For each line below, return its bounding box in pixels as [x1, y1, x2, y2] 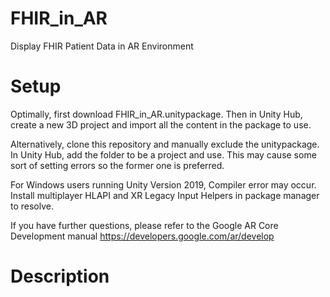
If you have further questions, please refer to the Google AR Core [10, 219, 279, 231]
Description [10, 265, 110, 288]
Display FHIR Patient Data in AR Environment [10, 40, 194, 52]
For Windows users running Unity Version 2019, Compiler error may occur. [10, 178, 317, 191]
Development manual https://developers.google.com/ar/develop [10, 230, 275, 242]
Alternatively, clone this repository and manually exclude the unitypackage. [10, 138, 320, 150]
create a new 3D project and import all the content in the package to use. [10, 118, 312, 131]
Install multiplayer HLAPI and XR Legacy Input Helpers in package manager [10, 189, 320, 201]
